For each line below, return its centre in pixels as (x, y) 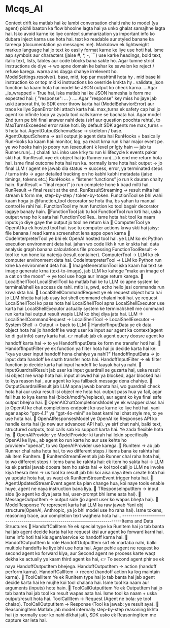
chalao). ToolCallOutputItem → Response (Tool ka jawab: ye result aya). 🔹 (82, 604)
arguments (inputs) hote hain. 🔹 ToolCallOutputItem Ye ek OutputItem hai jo (84, 588)
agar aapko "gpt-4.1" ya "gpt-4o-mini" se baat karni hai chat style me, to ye (84, 413)
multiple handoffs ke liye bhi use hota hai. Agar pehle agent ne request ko (82, 548)
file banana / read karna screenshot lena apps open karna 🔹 (68, 233)
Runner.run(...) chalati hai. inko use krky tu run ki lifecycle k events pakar (81, 152)
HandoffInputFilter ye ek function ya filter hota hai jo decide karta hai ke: (81, 348)
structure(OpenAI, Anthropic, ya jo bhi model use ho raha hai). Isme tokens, (84, 510)
